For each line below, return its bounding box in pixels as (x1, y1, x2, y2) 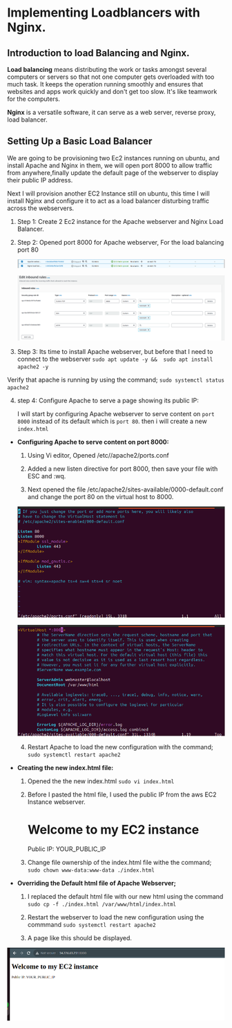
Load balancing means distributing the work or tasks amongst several (7, 66, 207, 73)
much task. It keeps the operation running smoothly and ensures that (7, 80, 204, 88)
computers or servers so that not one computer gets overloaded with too (7, 73, 215, 81)
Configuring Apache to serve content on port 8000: (17, 438, 169, 447)
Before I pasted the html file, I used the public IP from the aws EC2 (27, 790, 217, 799)
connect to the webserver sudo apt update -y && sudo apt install (17, 355, 213, 364)
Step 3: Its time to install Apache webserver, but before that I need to (17, 348, 213, 356)
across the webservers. (7, 204, 75, 212)
